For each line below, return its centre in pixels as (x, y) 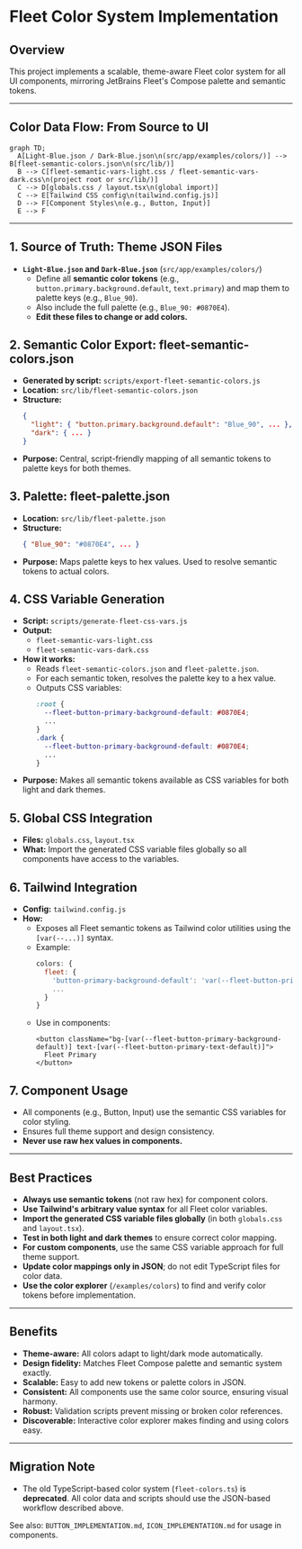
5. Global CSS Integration (81, 818)
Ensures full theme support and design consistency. (119, 1131)
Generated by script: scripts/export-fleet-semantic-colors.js (141, 381)
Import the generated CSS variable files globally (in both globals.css (152, 1218)
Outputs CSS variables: (79, 688)
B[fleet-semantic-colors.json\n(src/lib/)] (92, 164)
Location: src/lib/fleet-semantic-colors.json (110, 390)
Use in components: (73, 1023)
